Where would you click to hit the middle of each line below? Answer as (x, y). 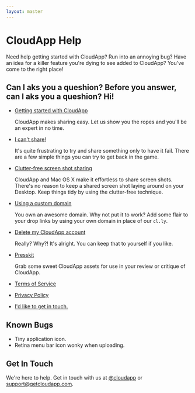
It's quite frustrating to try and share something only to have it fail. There (102, 151)
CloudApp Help (44, 40)
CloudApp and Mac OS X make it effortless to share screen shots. (93, 180)
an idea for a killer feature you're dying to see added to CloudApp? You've (95, 63)
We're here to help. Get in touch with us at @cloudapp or (74, 378)
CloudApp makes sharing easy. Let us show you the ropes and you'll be (100, 122)
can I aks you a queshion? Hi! (60, 96)
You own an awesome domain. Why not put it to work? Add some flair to (101, 215)
